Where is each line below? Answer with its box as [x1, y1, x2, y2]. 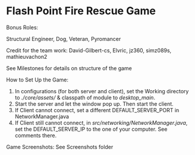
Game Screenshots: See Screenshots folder [6, 143, 114, 150]
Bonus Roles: [6, 24, 39, 31]
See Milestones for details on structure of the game [6, 64, 133, 72]
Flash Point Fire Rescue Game [6, 4, 156, 18]
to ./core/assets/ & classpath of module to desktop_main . [14, 94, 156, 101]
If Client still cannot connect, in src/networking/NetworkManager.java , [14, 119, 188, 126]
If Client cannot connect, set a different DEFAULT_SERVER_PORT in [14, 106, 180, 113]
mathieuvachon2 [6, 53, 48, 60]
